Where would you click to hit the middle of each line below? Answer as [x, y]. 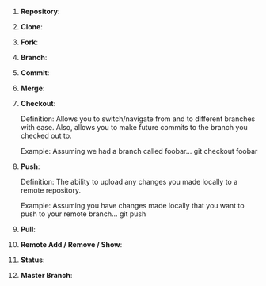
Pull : [28, 229]
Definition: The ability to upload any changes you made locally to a [129, 182]
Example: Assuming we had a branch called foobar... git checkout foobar [139, 151]
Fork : [29, 42]
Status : [33, 260]
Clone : [31, 27]
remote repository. [51, 190]
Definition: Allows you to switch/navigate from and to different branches [138, 119]
